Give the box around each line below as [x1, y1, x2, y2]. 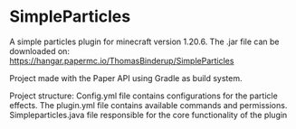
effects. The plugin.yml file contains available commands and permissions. [9, 99, 288, 110]
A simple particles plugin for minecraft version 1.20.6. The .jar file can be [9, 36, 280, 47]
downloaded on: [9, 45, 71, 56]
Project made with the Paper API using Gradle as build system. [9, 72, 243, 83]
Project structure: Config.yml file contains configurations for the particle [9, 90, 278, 101]
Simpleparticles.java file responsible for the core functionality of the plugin [9, 109, 288, 120]
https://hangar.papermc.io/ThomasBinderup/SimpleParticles [9, 55, 234, 66]
